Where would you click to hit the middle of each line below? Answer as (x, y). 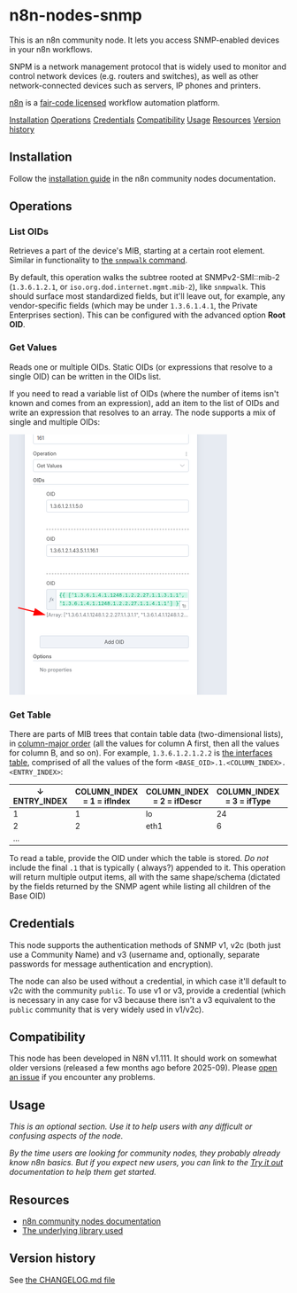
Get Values (33, 348)
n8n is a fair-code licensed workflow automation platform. (114, 102)
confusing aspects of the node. (66, 1136)
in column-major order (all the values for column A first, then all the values (145, 744)
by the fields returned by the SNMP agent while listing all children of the (140, 886)
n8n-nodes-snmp (76, 16)
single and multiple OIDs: (54, 421)
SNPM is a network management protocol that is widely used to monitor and (148, 67)
